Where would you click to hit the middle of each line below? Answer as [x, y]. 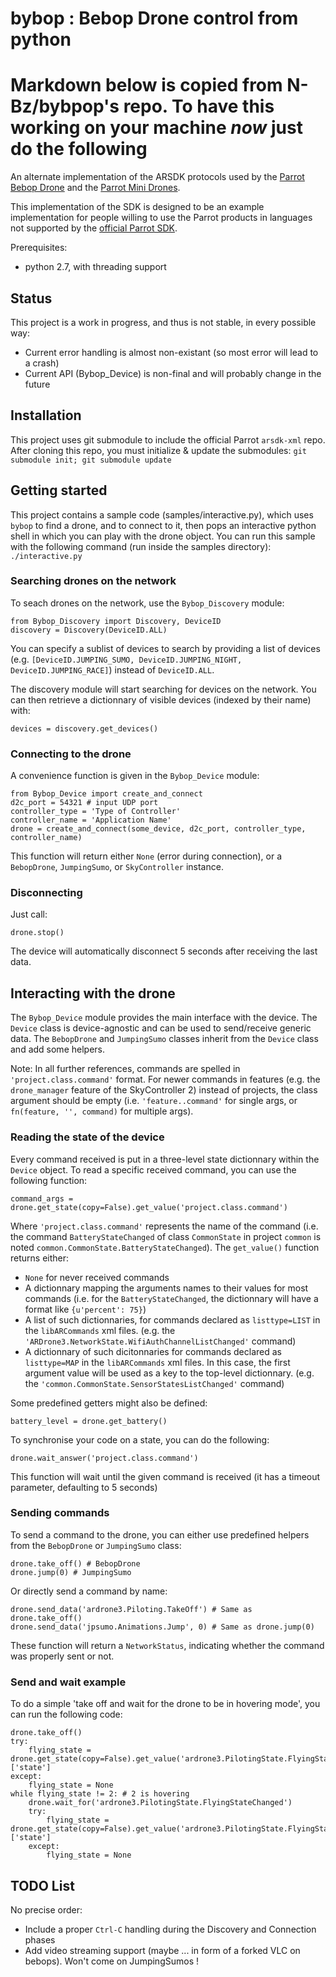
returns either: [40, 1258]
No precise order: [46, 1909]
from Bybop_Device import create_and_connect [106, 794]
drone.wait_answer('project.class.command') [104, 1458]
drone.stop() [37, 933]
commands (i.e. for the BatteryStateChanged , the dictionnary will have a [171, 1298]
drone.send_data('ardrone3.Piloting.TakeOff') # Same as [131, 1609]
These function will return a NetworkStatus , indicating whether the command [167, 1645]
